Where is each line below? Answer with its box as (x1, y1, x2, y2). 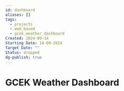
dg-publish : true (5, 54, 42, 60)
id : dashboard (5, 7, 36, 13)
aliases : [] (5, 12, 30, 17)
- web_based (10, 26, 36, 32)
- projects (10, 21, 33, 27)
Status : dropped (5, 50, 40, 55)
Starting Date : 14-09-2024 (5, 41, 63, 46)
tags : (5, 17, 17, 22)
